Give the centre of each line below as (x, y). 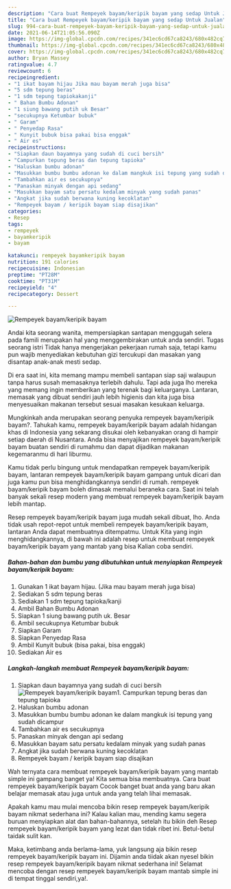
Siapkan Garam (39, 631)
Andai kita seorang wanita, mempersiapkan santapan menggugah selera (110, 333)
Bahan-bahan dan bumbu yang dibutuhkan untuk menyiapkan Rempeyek (115, 562)
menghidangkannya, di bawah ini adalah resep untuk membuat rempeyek (111, 539)
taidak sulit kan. (30, 836)
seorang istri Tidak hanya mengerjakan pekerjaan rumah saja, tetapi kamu (112, 347)
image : (17, 39)
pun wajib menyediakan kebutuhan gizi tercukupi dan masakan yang (105, 355)
